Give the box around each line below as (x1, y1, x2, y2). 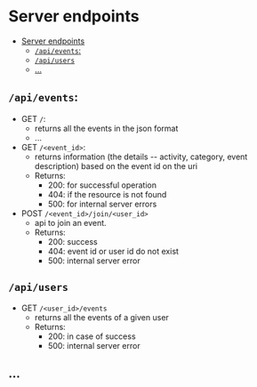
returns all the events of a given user (34, 311, 170, 322)
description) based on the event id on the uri (34, 160, 197, 171)
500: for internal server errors (47, 198, 157, 209)
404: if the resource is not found (47, 189, 167, 199)
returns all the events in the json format (34, 123, 179, 133)
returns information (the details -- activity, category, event (34, 151, 248, 162)
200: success (47, 236, 99, 246)
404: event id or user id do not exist (47, 246, 180, 256)
